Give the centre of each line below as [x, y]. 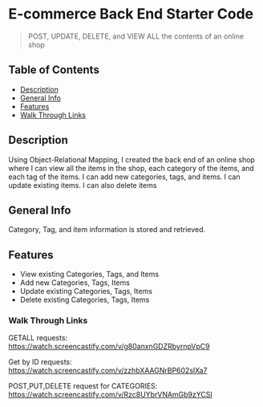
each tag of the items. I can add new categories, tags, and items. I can [124, 177]
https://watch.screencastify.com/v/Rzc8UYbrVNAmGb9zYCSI [110, 395]
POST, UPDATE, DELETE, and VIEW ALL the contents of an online [136, 36]
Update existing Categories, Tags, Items [86, 291]
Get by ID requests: [40, 362]
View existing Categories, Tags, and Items [89, 275]
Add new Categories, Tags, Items [75, 283]
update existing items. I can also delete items [83, 185]
